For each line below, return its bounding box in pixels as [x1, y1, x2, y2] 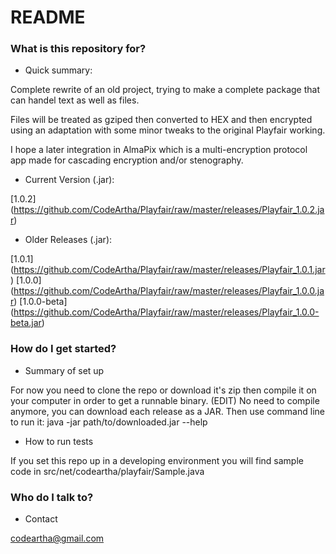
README [10, 6, 86, 29]
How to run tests [24, 435, 94, 447]
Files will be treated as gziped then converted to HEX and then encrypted [10, 114, 313, 126]
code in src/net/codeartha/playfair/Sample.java [10, 465, 205, 477]
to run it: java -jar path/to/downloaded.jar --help [10, 416, 208, 428]
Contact [24, 513, 58, 525]
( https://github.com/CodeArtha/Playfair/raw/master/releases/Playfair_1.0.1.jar [10, 264, 326, 276]
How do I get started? [10, 342, 117, 356]
